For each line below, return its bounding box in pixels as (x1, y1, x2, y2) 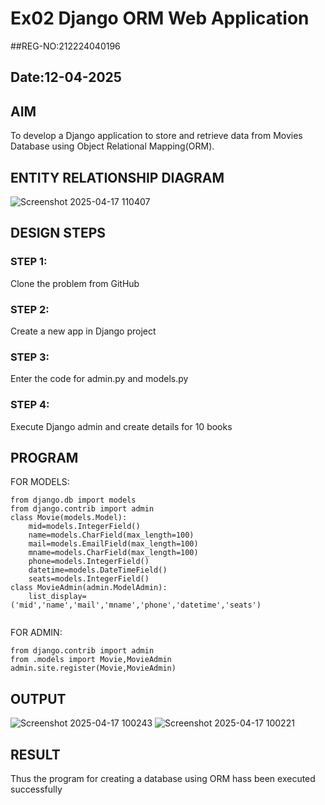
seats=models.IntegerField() (28, 574, 150, 584)
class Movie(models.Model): (10, 513, 128, 523)
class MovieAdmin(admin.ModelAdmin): (10, 583, 168, 593)
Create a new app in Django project (10, 325, 157, 337)
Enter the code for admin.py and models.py (10, 373, 189, 385)
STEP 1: (10, 255, 48, 269)
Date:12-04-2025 (10, 69, 122, 86)
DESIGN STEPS (10, 225, 107, 242)
